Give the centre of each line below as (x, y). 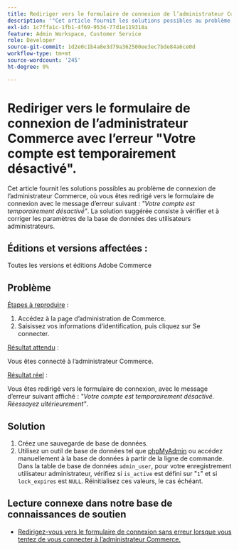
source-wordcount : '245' (44, 60)
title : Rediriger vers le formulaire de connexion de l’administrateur (116, 14)
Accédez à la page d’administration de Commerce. (92, 319)
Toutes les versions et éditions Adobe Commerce (79, 265)
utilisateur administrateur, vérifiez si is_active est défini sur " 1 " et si (117, 474)
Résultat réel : (27, 375)
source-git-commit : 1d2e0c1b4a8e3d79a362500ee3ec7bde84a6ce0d (101, 47)
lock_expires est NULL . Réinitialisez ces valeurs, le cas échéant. (110, 481)
